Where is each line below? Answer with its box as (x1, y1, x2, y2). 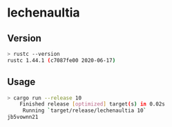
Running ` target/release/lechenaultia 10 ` (22, 107, 147, 115)
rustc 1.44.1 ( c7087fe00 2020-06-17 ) (7, 57, 116, 63)
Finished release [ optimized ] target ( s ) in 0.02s (19, 101, 166, 108)
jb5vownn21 (7, 114, 39, 121)
